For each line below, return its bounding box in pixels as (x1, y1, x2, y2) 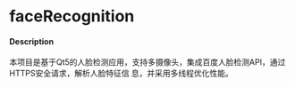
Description (9, 36, 55, 46)
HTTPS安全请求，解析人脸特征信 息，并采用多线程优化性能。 (9, 68, 234, 79)
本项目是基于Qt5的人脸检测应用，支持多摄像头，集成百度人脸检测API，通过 (9, 57, 286, 67)
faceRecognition (9, 6, 135, 27)
